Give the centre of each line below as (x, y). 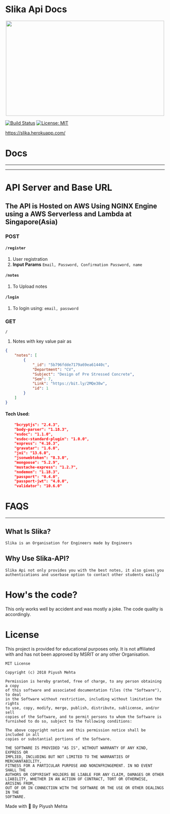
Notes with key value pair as (42, 342)
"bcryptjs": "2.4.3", (37, 425)
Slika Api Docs (36, 9)
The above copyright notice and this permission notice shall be (75, 730)
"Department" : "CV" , (54, 369)
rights (12, 703)
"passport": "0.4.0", (37, 477)
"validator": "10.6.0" (38, 486)
